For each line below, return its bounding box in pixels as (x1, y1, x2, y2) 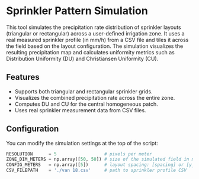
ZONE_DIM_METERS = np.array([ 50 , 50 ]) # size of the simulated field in (6, 157, 190, 162)
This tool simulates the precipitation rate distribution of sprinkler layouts (6, 24, 182, 31)
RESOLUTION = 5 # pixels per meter (6, 151, 152, 157)
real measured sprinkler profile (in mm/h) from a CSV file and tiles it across (6, 36, 189, 43)
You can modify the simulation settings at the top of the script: (6, 139, 158, 147)
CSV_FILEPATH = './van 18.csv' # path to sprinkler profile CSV (6, 167, 187, 174)
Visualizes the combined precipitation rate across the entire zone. (14, 94, 175, 101)
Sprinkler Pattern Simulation (6, 4, 148, 18)
